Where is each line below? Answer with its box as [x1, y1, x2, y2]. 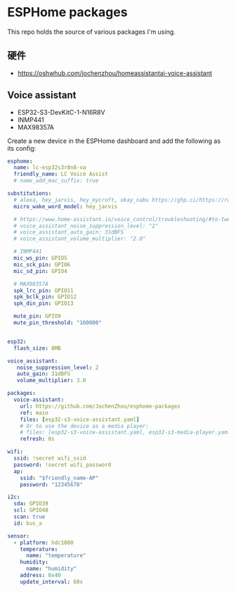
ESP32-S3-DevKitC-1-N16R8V [17, 108, 105, 116]
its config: [7, 144, 37, 152]
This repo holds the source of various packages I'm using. [7, 27, 176, 36]
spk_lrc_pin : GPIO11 [13, 286, 74, 294]
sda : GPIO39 [13, 500, 49, 508]
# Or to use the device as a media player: [20, 422, 150, 429]
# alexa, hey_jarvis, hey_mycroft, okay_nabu [13, 196, 150, 203]
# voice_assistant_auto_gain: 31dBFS [13, 229, 124, 236]
